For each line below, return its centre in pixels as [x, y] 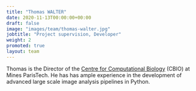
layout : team [23, 52]
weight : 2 [19, 40]
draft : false [23, 23]
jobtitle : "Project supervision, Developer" [64, 35]
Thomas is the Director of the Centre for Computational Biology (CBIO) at [98, 69]
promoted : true [26, 46]
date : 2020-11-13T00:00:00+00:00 [49, 18]
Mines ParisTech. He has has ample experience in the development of [94, 75]
